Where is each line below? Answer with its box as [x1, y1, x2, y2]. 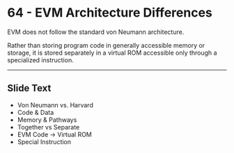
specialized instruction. [7, 55, 75, 64]
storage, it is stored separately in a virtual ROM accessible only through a [7, 48, 217, 57]
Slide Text [7, 82, 52, 94]
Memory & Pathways [17, 116, 77, 124]
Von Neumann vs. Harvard [17, 100, 94, 109]
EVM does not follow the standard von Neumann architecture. [7, 28, 185, 36]
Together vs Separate [17, 123, 80, 131]
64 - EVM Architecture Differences [7, 5, 212, 21]
